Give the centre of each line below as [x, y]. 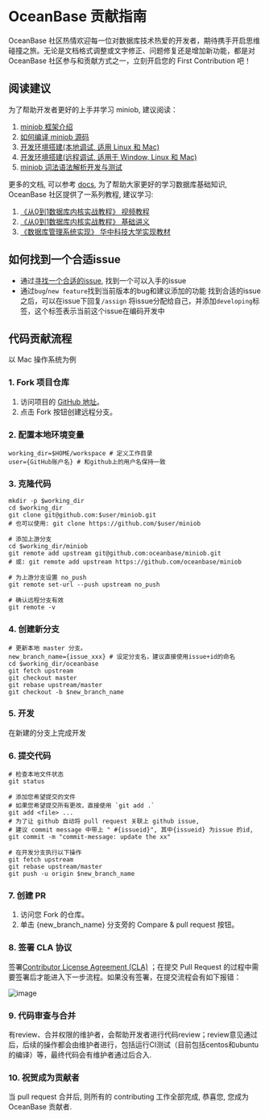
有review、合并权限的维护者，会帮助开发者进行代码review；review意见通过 [133, 1035]
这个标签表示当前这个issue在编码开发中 [99, 311]
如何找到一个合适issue [64, 260]
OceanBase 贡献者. [40, 1107]
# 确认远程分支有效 [36, 601]
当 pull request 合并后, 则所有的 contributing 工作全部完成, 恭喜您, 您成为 [129, 1097]
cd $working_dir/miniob [48, 547]
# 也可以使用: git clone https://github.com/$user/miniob [105, 524]
